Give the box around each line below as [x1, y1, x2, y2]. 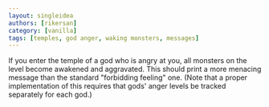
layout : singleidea [8, 11, 74, 20]
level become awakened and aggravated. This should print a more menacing [8, 65, 262, 74]
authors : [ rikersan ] [8, 19, 78, 27]
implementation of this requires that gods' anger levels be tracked [8, 81, 226, 91]
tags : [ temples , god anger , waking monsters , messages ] [8, 34, 199, 42]
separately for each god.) [8, 89, 92, 100]
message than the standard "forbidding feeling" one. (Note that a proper [8, 73, 247, 82]
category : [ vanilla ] [8, 26, 78, 34]
